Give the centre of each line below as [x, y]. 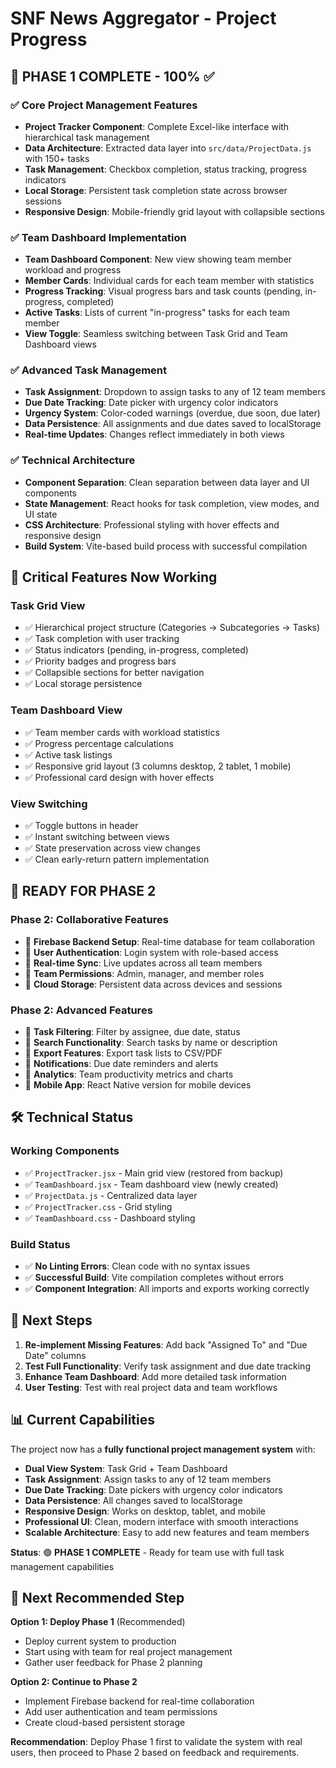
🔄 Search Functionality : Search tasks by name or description [151, 1043]
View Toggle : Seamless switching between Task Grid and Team [156, 334]
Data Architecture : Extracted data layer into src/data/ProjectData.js [168, 148]
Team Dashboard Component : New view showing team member [158, 259]
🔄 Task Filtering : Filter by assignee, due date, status [132, 1032]
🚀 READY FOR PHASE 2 [83, 891]
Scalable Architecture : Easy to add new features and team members [167, 1532]
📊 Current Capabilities [82, 1420]
